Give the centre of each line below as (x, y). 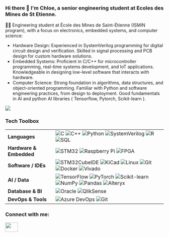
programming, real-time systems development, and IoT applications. (83, 67)
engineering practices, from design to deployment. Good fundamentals (86, 93)
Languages (21, 136)
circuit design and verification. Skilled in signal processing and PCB (82, 51)
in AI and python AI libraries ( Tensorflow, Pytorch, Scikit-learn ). (79, 99)
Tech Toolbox (22, 121)
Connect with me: (27, 214)
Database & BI (25, 191)
